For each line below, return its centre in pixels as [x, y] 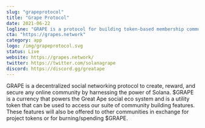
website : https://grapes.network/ [50, 57]
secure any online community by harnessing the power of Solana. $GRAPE [100, 93]
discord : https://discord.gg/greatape [56, 69]
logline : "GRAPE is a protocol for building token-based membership [95, 29]
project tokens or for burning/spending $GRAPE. [67, 118]
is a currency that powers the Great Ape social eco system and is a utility [98, 99]
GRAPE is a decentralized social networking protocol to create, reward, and [101, 86]
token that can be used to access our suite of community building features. [101, 105]
